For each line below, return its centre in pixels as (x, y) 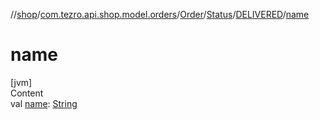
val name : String (44, 103)
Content (27, 93)
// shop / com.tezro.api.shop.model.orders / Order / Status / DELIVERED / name (160, 14)
